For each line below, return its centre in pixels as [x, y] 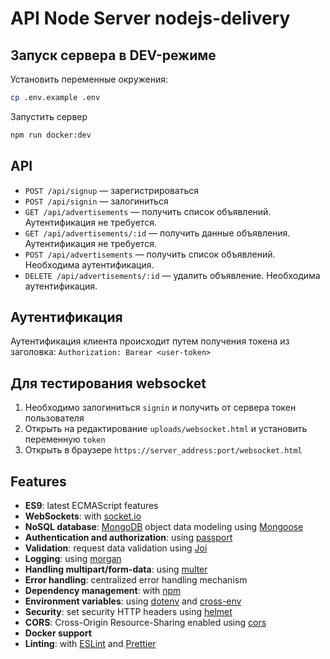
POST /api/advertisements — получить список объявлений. [150, 254]
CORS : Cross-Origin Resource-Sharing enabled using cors [145, 622]
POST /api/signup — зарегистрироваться [111, 190]
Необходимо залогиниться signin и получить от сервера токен [160, 408]
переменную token [65, 439]
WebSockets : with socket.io [83, 516]
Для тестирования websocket [108, 383]
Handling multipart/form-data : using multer [116, 569]
